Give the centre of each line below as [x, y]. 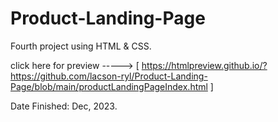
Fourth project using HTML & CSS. [81, 46]
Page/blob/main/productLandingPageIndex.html [109, 86]
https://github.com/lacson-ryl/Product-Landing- [109, 76]
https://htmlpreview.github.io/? [204, 65]
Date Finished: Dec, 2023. [64, 106]
